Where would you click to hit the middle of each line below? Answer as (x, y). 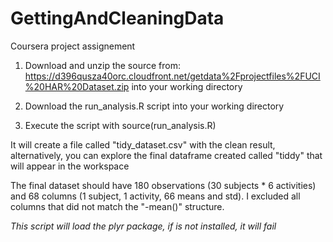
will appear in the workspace (70, 166)
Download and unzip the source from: (102, 65)
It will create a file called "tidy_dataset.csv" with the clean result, (143, 144)
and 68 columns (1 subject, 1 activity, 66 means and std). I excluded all (155, 196)
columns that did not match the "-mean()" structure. (117, 206)
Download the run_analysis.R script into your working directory (154, 106)
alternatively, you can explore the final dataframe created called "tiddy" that (166, 155)
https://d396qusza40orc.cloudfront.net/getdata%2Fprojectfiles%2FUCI (172, 76)
